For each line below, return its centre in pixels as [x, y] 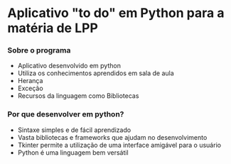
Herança [30, 81]
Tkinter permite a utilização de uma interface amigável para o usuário [119, 145]
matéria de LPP [53, 28]
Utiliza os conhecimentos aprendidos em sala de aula [96, 73]
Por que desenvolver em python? [66, 114]
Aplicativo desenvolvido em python [69, 66]
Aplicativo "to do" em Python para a [116, 13]
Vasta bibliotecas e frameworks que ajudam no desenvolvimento [112, 137]
